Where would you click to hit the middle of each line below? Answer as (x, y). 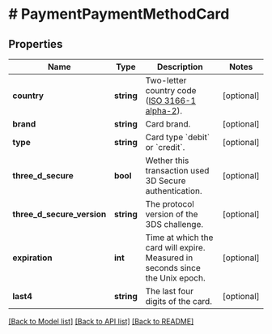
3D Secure (166, 181)
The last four (170, 291)
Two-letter (166, 80)
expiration (32, 258)
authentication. (174, 191)
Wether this (167, 161)
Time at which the (179, 238)
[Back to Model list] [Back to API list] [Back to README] (101, 321)
